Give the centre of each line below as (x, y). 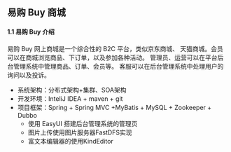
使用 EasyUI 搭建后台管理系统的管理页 (83, 123)
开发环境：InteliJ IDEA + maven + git (70, 98)
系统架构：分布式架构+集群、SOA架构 (72, 90)
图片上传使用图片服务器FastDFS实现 (80, 132)
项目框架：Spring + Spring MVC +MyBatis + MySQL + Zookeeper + (114, 107)
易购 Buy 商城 (37, 13)
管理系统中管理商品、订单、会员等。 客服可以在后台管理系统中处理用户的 (118, 66)
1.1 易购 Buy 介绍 (31, 32)
